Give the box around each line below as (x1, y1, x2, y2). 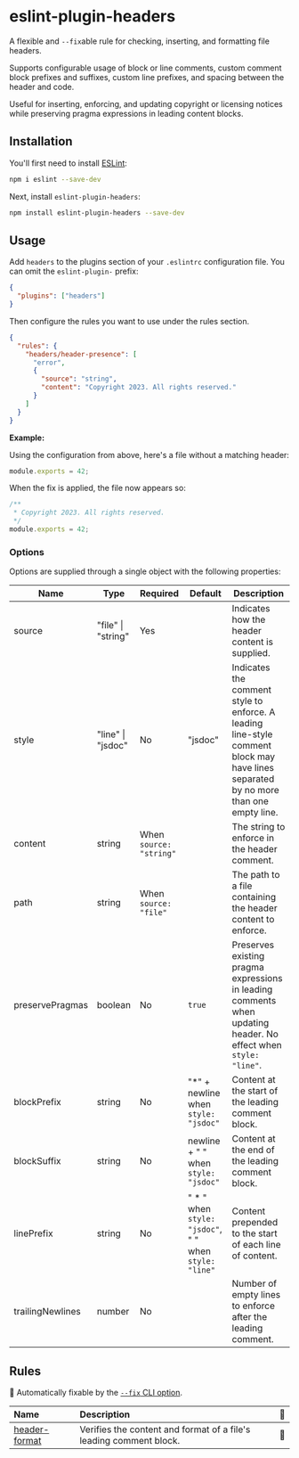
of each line (231, 1239, 281, 1251)
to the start (231, 1227, 278, 1240)
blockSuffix (13, 1155, 61, 1167)
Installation (9, 134, 73, 149)
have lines (231, 762, 274, 774)
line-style (231, 728, 273, 741)
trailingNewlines (13, 1306, 82, 1318)
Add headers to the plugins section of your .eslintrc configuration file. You (9, 257, 285, 267)
